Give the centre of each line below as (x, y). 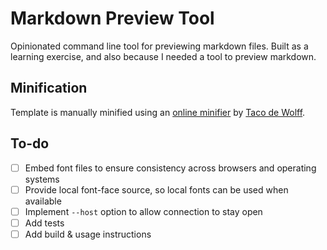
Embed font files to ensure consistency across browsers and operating (170, 168)
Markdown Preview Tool (112, 18)
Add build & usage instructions (88, 234)
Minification (49, 88)
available (43, 201)
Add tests (44, 223)
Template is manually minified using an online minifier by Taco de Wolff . (158, 112)
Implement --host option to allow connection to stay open (143, 211)
